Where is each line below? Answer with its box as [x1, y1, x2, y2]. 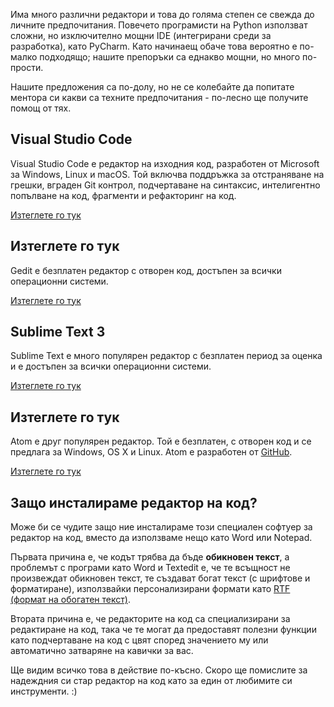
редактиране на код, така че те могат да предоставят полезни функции [10, 624, 317, 636]
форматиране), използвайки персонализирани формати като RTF [10, 583, 291, 595]
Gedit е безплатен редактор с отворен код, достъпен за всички [10, 264, 282, 276]
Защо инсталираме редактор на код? [10, 494, 258, 511]
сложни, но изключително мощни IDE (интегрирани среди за [10, 30, 272, 41]
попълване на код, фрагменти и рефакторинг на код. [10, 189, 237, 201]
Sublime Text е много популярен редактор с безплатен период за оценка [10, 350, 323, 362]
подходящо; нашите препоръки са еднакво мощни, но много [39, 51, 301, 63]
